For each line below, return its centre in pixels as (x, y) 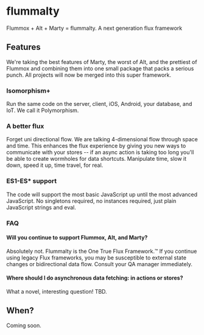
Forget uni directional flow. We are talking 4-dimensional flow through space (102, 139)
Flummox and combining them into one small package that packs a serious (100, 68)
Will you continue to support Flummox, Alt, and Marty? (77, 238)
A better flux (25, 126)
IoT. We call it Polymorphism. (43, 110)
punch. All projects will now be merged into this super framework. (89, 75)
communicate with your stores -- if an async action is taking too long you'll (100, 152)
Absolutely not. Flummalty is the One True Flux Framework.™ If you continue (102, 251)
